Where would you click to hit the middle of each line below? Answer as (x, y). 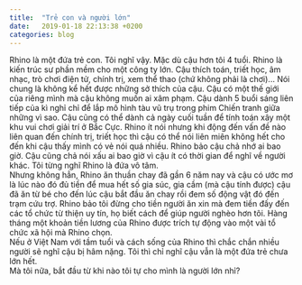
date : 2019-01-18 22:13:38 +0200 (76, 26)
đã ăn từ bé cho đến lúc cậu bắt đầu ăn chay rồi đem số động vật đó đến (144, 194)
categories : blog (42, 34)
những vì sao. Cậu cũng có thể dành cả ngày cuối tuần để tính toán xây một (150, 117)
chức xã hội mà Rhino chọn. (61, 233)
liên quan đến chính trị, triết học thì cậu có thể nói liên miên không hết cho (147, 137)
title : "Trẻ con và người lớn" (70, 18)
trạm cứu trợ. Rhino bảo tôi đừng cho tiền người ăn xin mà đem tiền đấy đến (150, 204)
